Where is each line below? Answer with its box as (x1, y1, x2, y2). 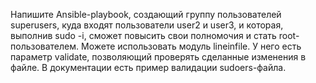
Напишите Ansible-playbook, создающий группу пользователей (10, 9, 282, 20)
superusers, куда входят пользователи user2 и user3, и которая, (10, 19, 284, 31)
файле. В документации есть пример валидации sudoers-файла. (10, 62, 287, 73)
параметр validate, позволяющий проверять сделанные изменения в (10, 51, 307, 63)
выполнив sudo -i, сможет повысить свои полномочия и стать (10, 30, 277, 41)
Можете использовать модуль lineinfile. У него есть (80, 40, 302, 52)
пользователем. (10, 40, 80, 52)
